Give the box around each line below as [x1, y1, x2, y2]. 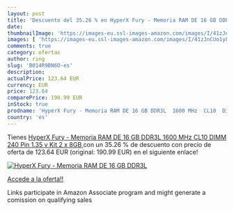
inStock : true [7, 101, 49, 108]
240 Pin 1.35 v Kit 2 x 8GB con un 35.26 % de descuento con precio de [7, 140, 212, 148]
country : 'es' [7, 114, 49, 120]
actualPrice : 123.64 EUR [7, 75, 79, 82]
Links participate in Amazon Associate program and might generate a [7, 188, 206, 196]
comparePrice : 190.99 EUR [7, 95, 82, 102]
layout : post [7, 10, 45, 17]
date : [7, 23, 23, 30]
